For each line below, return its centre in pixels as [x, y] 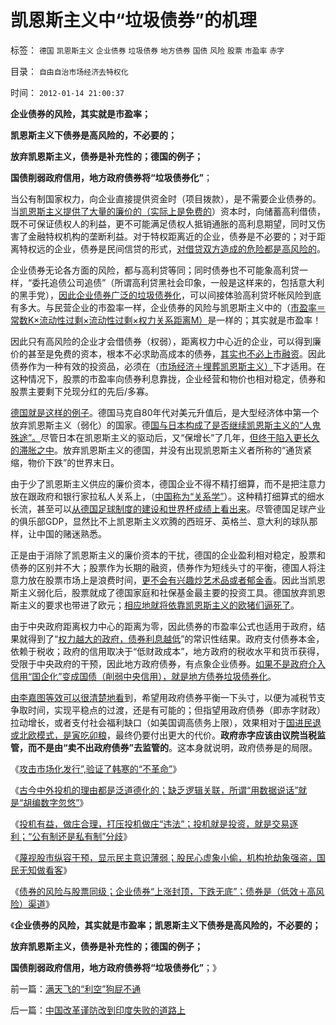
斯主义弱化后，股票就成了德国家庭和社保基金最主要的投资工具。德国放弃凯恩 [168, 592]
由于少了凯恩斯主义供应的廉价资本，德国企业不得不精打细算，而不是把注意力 [168, 483]
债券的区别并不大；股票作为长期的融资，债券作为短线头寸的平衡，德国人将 [163, 567]
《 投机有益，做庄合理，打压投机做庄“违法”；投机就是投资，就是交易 [150, 823]
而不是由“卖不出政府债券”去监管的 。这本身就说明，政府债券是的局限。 [172, 747]
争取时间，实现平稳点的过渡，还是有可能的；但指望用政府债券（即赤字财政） [168, 710]
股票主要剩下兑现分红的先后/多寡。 [82, 391]
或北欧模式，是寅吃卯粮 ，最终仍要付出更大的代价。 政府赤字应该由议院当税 [163, 735]
